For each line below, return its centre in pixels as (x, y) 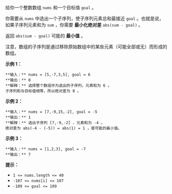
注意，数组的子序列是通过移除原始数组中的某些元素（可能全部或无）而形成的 (86, 47)
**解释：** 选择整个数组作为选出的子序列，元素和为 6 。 (59, 86)
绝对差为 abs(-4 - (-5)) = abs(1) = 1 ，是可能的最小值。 (64, 128)
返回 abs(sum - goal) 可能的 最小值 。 (45, 36)
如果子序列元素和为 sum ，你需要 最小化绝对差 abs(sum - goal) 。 (74, 25)
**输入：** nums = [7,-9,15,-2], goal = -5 (51, 112)
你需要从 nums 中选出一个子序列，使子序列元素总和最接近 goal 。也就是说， (85, 18)
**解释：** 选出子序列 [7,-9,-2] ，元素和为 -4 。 (55, 123)
